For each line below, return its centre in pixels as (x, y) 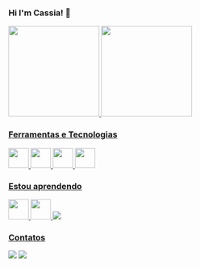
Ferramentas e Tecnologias (63, 134)
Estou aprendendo (45, 186)
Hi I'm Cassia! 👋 (40, 13)
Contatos (27, 237)
